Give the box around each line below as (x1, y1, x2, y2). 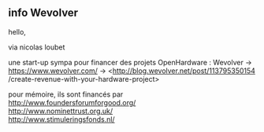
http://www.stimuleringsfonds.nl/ (8, 114, 116, 124)
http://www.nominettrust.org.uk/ (8, 106, 113, 115)
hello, (8, 27, 26, 36)
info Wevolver (8, 6, 79, 20)
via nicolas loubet (8, 42, 65, 52)
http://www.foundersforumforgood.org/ (8, 97, 136, 107)
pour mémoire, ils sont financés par (8, 90, 124, 99)
